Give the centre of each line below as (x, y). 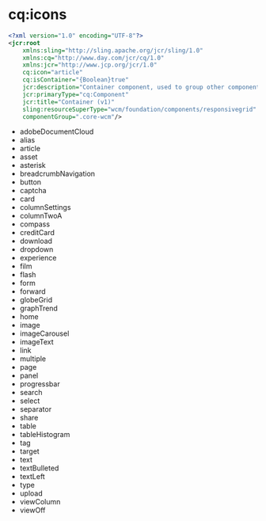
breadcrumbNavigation (57, 174)
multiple (33, 359)
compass (34, 224)
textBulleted (39, 468)
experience (38, 258)
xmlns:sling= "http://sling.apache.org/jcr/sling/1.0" (113, 50)
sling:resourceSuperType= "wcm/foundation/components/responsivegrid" (140, 109)
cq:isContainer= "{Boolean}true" (76, 80)
